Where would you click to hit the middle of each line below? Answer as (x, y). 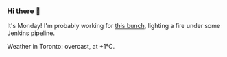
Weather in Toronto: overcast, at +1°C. (61, 47)
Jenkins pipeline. (31, 33)
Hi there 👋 (24, 11)
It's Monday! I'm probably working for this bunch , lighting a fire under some (114, 26)
